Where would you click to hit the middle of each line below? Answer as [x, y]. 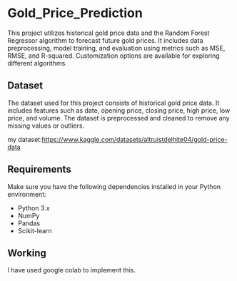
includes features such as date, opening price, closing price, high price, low [119, 110]
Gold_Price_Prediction [75, 13]
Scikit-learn [35, 230]
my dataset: [25, 139]
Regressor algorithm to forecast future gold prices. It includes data [105, 40]
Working [27, 253]
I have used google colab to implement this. [71, 270]
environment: [27, 194]
